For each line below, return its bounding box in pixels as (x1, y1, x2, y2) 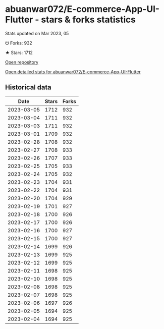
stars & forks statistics (41, 14, 136, 25)
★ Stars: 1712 (5, 50, 33, 55)
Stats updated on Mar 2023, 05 (5, 30, 69, 36)
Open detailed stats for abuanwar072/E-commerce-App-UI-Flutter (5, 68, 141, 75)
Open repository (5, 59, 39, 65)
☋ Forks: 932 (5, 40, 32, 46)
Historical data (5, 83, 52, 92)
